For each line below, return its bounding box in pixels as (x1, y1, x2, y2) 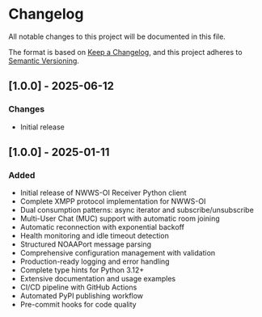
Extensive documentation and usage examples (19, 274, 176, 284)
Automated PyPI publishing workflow (19, 291, 144, 301)
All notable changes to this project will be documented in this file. (8, 32, 226, 41)
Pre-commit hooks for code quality (19, 300, 137, 310)
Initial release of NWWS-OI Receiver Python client (19, 188, 188, 198)
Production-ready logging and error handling (19, 256, 170, 267)
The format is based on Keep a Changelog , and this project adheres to (8, 47, 243, 57)
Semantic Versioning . (8, 56, 79, 66)
